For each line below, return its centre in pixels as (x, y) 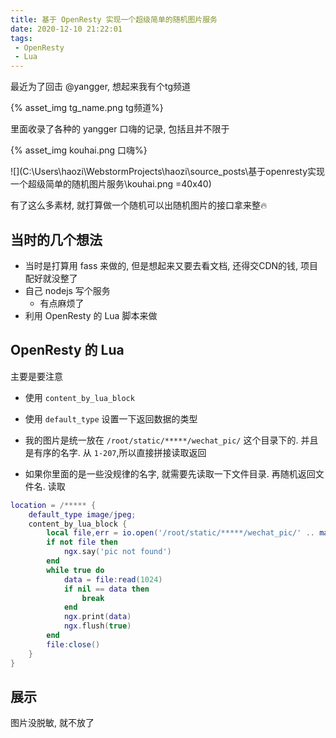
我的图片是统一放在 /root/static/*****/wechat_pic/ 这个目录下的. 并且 (171, 440)
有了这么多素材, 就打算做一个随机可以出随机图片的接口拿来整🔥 (139, 205)
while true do (75, 570)
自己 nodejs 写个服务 (67, 290)
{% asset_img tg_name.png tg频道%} (87, 108)
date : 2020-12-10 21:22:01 (66, 29)
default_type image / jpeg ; (82, 514)
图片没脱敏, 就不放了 (52, 723)
